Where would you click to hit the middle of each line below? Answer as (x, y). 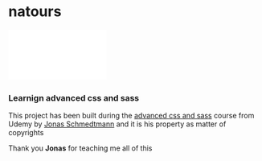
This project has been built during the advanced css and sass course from (131, 116)
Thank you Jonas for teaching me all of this (80, 148)
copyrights (26, 133)
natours (35, 12)
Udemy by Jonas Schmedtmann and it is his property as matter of (117, 124)
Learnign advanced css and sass (74, 97)
